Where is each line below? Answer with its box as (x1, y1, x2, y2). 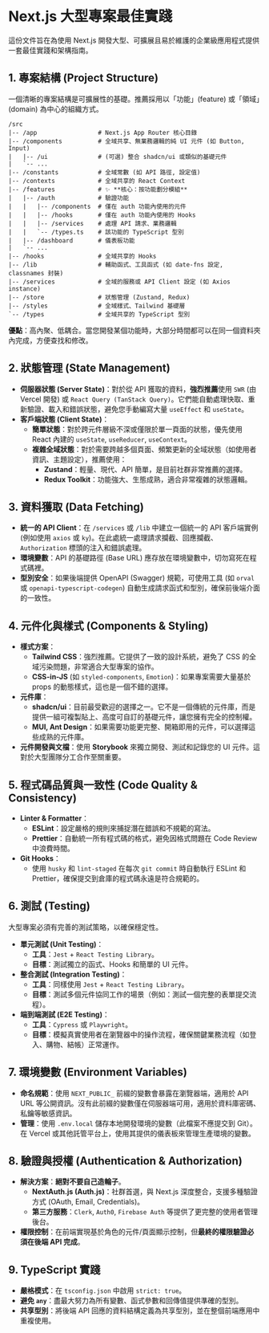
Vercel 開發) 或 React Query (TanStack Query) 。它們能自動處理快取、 (19, 394, 248, 404)
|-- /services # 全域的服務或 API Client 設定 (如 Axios (8, 278, 231, 286)
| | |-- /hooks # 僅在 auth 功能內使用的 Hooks (8, 210, 196, 219)
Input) (8, 144, 30, 153)
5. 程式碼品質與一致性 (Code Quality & (8, 778, 198, 792)
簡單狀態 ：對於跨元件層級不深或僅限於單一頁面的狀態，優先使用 (31, 424, 243, 434)
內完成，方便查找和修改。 (8, 335, 93, 345)
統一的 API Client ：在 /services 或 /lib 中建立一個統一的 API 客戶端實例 (19, 523, 259, 532)
